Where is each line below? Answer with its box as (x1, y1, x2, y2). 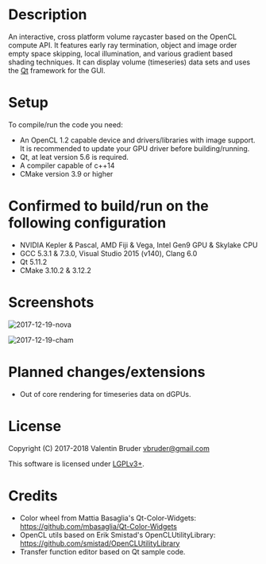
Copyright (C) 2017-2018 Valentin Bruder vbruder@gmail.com (8, 443, 210, 453)
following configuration (8, 214, 167, 232)
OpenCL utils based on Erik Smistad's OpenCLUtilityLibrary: (19, 530, 216, 539)
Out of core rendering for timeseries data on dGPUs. (19, 389, 192, 399)
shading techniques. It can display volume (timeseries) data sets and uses (8, 57, 251, 67)
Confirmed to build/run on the (8, 197, 209, 216)
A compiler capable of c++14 (19, 161, 115, 170)
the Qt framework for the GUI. (8, 65, 106, 75)
